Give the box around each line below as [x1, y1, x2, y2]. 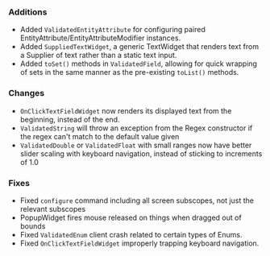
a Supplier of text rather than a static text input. [19, 51, 177, 60]
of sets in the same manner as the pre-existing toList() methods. [19, 68, 239, 77]
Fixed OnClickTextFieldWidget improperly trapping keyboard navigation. [19, 238, 260, 248]
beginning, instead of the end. [19, 114, 120, 124]
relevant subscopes [19, 204, 86, 213]
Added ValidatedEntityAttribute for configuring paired [19, 25, 206, 35]
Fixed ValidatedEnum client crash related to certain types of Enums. [19, 229, 243, 239]
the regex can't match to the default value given [19, 131, 180, 141]
